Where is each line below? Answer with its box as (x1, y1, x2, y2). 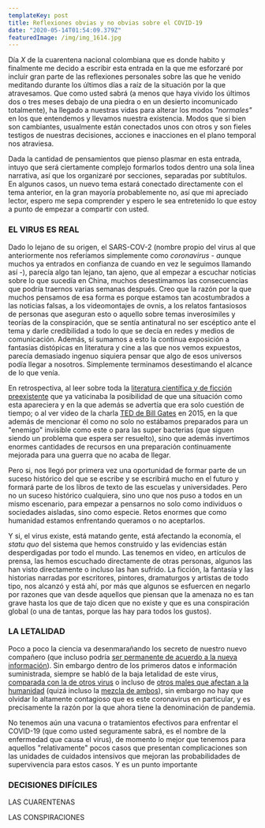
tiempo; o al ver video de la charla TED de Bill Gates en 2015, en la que (8, 408, 238, 418)
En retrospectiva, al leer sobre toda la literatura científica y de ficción (8, 383, 233, 393)
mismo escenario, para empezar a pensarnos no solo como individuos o (8, 498, 243, 509)
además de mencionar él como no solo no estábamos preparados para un (8, 416, 248, 426)
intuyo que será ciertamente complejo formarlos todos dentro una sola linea (8, 162, 255, 172)
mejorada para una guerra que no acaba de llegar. (8, 450, 171, 460)
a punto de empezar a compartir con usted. (8, 204, 150, 214)
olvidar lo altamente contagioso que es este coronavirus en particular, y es (8, 694, 251, 703)
